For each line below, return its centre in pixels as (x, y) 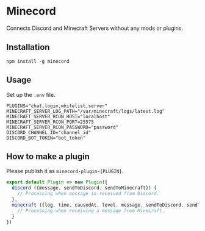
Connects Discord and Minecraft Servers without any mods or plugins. (95, 28)
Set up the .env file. (31, 94)
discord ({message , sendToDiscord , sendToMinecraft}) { (84, 188)
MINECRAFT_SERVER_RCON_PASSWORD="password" (63, 127)
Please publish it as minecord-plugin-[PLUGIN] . (65, 171)
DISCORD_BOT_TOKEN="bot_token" (46, 138)
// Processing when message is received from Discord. (88, 194)
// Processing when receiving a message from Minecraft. (91, 211)
